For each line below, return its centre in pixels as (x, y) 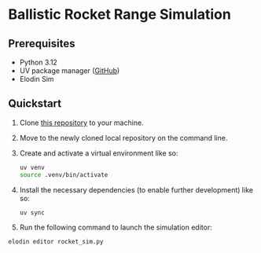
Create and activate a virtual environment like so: (99, 153)
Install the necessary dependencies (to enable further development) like (136, 189)
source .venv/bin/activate (64, 174)
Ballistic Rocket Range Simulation (120, 15)
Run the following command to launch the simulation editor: (116, 227)
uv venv (32, 167)
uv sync (32, 213)
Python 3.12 (38, 62)
